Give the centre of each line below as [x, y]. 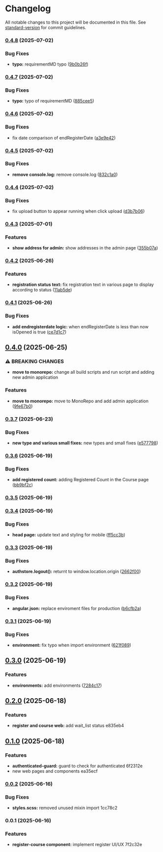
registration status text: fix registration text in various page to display [83, 284]
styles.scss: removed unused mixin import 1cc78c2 [65, 808]
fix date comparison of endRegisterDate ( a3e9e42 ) [64, 138]
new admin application [35, 377]
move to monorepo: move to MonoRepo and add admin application [80, 401]
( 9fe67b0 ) [22, 406]
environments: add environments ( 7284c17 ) [57, 685]
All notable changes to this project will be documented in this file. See [76, 22]
